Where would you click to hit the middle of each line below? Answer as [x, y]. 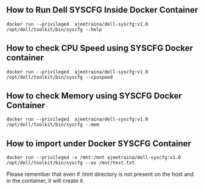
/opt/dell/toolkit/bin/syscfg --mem [53, 125]
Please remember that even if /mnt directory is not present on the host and [100, 174]
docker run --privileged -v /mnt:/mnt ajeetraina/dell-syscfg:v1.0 [94, 158]
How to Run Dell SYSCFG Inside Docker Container [102, 10]
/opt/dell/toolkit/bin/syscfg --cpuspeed [60, 77]
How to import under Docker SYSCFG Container [99, 143]
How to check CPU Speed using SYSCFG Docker [100, 48]
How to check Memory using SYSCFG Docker [94, 96]
